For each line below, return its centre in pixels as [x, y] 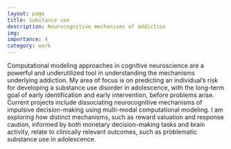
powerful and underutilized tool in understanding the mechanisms [101, 73]
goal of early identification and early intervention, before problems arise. [111, 95]
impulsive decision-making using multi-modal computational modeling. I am [115, 109]
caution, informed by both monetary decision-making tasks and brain [106, 124]
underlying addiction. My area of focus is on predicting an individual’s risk [113, 80]
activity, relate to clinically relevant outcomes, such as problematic [102, 132]
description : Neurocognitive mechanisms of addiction [87, 26]
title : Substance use [38, 20]
